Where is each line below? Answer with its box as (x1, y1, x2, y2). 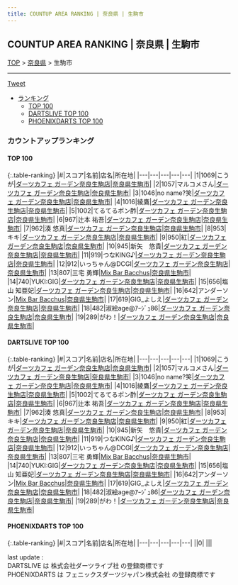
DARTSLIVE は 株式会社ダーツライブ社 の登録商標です (7, 561, 164, 569)
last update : (7, 552, 44, 561)
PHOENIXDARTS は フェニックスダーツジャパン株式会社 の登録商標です (7, 570, 216, 579)
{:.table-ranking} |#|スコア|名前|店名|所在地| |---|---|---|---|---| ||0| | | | (7, 538, 212, 547)
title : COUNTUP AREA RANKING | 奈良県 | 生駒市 (7, 10, 144, 18)
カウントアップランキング (7, 136, 94, 146)
